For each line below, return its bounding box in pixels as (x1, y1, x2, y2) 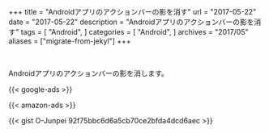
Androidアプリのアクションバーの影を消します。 (8, 69, 169, 78)
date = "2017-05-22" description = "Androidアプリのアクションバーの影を (8, 17, 254, 27)
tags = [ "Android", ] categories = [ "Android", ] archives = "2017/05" (20, 27, 249, 36)
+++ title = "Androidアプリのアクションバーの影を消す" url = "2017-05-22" (8, 7, 257, 16)
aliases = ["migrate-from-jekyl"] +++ (8, 36, 131, 46)
